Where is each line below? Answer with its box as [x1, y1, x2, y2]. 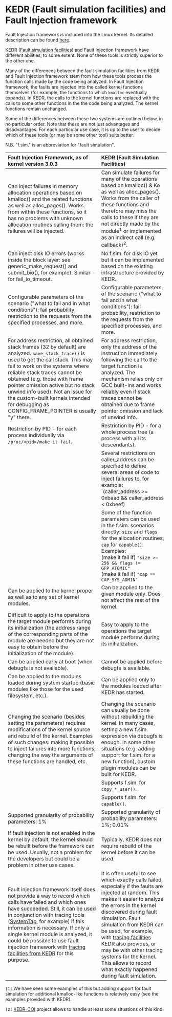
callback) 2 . [101, 241, 128, 249]
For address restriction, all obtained [8, 337, 93, 344]
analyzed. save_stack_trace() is [8, 350, 85, 357]
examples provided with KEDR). [5, 996, 72, 1002]
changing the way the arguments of [8, 751, 94, 759]
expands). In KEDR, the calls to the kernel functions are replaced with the [5, 95, 160, 101]
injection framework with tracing [8, 943, 86, 950]
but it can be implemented [101, 256, 164, 263]
